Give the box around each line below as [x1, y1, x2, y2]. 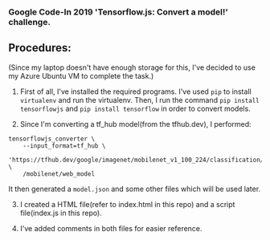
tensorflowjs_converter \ [8, 135, 95, 143]
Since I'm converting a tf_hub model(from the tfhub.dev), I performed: [19, 119, 252, 128]
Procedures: [8, 41, 72, 55]
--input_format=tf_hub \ [22, 141, 106, 150]
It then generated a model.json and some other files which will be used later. [8, 184, 261, 193]
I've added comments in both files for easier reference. [19, 223, 202, 233]
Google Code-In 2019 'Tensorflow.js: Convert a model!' [8, 6, 229, 18]
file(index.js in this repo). [19, 208, 102, 218]
